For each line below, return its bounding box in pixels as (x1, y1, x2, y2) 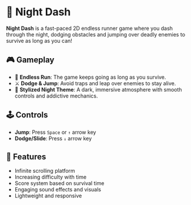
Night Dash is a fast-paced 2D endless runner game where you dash (6, 25, 173, 32)
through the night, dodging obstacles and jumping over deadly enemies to (6, 31, 186, 38)
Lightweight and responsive (14, 192, 82, 199)
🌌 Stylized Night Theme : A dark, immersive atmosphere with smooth (14, 86, 182, 93)
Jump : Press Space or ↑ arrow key (14, 129, 96, 136)
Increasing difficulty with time (14, 173, 87, 181)
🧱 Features (6, 152, 46, 162)
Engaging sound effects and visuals (14, 186, 102, 193)
